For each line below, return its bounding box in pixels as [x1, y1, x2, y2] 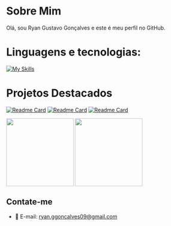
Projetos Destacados [6, 86, 113, 100]
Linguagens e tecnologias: [6, 45, 141, 59]
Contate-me [6, 197, 53, 207]
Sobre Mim [6, 4, 62, 18]
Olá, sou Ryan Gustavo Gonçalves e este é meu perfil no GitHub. [6, 24, 166, 31]
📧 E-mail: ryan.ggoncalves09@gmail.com [14, 213, 118, 220]
